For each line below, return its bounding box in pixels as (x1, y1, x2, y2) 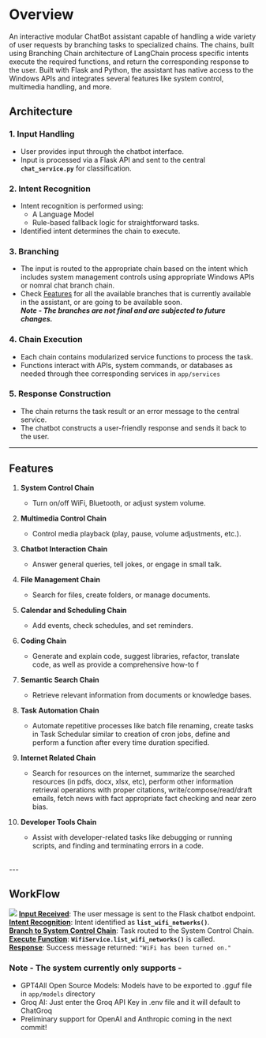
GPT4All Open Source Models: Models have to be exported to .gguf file (20, 980, 252, 990)
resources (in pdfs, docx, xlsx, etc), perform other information (32, 777, 234, 786)
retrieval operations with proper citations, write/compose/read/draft (32, 784, 253, 795)
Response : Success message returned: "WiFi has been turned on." (9, 942, 232, 953)
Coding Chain (20, 636, 66, 645)
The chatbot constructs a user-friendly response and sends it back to (20, 423, 247, 432)
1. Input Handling (9, 129, 75, 140)
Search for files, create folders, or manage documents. (32, 590, 211, 600)
